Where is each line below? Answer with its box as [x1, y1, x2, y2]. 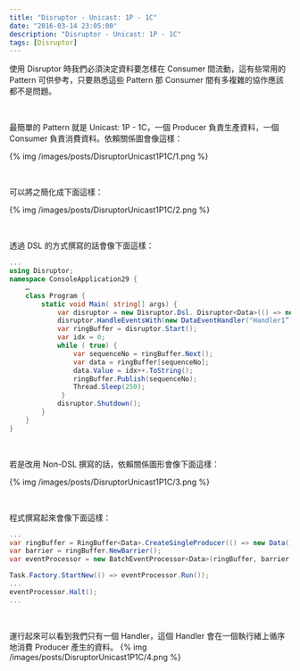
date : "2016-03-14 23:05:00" [9, 21, 118, 30]
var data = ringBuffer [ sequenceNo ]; [72, 358, 210, 367]
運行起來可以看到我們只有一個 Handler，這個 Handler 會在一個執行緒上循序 [9, 630, 286, 641]
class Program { [25, 291, 87, 300]
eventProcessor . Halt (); [9, 587, 98, 596]
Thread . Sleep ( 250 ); [72, 383, 146, 392]
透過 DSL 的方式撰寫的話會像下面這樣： [9, 240, 154, 251]
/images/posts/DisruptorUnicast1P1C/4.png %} [9, 651, 181, 662]
